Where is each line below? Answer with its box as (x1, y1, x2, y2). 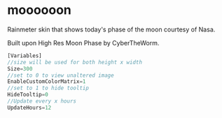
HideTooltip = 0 (7, 91, 49, 98)
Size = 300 (7, 65, 33, 72)
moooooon (7, 2, 72, 18)
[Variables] (7, 52, 42, 59)
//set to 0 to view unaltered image (7, 72, 114, 79)
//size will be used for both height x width (7, 59, 142, 66)
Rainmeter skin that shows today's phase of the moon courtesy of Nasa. (7, 25, 216, 34)
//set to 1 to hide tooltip (7, 84, 90, 92)
